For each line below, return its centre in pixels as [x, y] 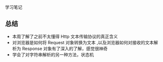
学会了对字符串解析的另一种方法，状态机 [53, 54]
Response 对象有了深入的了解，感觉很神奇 [65, 48]
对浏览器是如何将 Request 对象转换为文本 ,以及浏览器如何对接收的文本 [83, 42]
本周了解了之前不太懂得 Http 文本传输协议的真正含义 [65, 36]
